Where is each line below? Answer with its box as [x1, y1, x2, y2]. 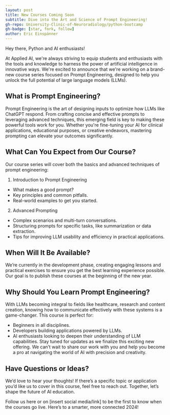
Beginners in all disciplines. [12, 322, 71, 328]
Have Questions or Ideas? [5, 364, 89, 373]
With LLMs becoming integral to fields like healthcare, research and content [5, 301, 165, 307]
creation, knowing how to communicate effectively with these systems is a [5, 307, 162, 313]
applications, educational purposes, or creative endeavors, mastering [5, 127, 152, 133]
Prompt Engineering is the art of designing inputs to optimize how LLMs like [5, 106, 165, 112]
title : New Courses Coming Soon [5, 12, 74, 17]
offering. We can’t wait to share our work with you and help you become [12, 344, 165, 350]
